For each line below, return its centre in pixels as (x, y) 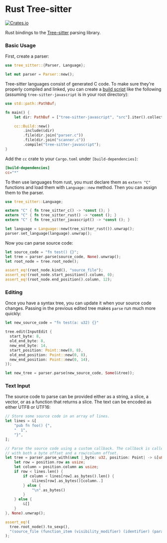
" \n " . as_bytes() (48, 490)
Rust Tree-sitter (39, 9)
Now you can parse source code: (39, 243)
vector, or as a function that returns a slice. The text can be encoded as (78, 402)
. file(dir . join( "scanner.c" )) (54, 140)
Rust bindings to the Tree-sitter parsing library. (53, 32)
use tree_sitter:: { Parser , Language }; (45, 66)
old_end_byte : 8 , (28, 341)
